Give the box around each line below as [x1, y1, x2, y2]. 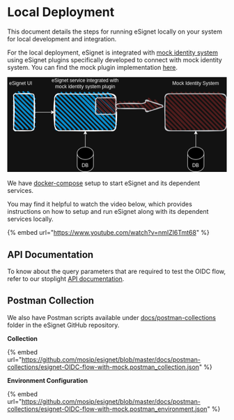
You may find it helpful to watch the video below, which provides [7, 200, 193, 208]
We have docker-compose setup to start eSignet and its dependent [7, 179, 201, 187]
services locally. [7, 215, 54, 224]
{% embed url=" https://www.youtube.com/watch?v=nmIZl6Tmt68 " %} [7, 229, 210, 237]
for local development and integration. [7, 34, 117, 43]
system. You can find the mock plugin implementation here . [7, 63, 178, 71]
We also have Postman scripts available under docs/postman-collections [7, 313, 216, 321]
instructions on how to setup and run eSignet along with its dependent [7, 208, 209, 216]
